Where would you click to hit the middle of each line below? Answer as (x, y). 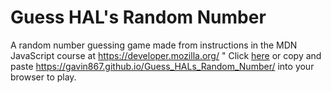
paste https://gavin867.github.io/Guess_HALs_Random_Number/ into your (162, 66)
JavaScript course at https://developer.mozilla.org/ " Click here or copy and (166, 55)
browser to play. (43, 77)
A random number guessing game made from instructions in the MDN (154, 45)
